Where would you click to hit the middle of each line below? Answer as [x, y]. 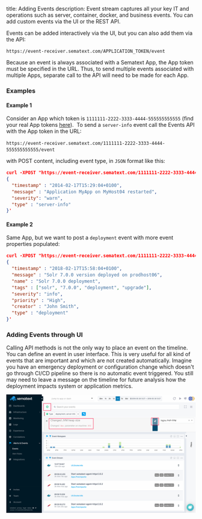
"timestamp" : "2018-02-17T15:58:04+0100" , [67, 269]
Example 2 [20, 224]
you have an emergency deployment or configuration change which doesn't [100, 367]
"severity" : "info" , [37, 294]
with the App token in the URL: [44, 131]
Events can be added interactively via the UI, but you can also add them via [99, 33]
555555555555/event [31, 150]
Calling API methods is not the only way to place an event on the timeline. [97, 348]
